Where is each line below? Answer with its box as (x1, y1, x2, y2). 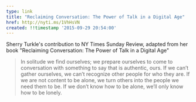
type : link (6, 8, 33, 15)
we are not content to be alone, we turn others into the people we (20, 77, 179, 84)
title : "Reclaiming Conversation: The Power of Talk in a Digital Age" (6, 14, 185, 20)
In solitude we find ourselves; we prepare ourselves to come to (20, 58, 173, 65)
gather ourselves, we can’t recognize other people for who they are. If (20, 71, 190, 78)
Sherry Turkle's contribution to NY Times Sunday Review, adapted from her (6, 41, 188, 48)
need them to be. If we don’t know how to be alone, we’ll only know (20, 83, 184, 90)
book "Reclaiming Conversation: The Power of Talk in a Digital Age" (6, 47, 169, 54)
